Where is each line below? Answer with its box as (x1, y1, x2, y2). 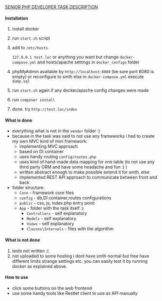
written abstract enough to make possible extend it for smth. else (19, 169, 149, 175)
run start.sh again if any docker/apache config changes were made (12, 87, 149, 94)
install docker (12, 26, 39, 32)
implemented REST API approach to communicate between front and (19, 174, 157, 180)
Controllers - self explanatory (26, 210, 87, 216)
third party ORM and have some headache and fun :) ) (19, 164, 128, 170)
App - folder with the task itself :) (19, 206, 84, 211)
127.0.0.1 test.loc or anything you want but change (12, 54, 119, 60)
